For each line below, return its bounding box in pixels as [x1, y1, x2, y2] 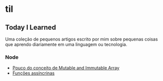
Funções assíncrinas [12, 70, 55, 76]
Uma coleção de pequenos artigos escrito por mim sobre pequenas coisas [5, 36, 158, 42]
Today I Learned [5, 23, 56, 32]
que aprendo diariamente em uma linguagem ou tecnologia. [5, 41, 128, 47]
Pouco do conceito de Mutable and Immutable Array [12, 65, 120, 71]
